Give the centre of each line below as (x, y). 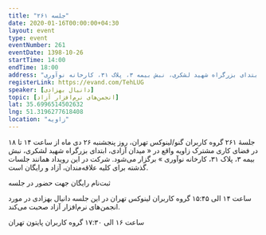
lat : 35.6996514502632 (46, 104)
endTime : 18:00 (33, 68)
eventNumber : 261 (37, 45)
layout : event (32, 30)
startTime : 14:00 (37, 61)
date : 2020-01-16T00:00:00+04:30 (64, 23)
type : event (28, 38)
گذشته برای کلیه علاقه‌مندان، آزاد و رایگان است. (78, 167)
